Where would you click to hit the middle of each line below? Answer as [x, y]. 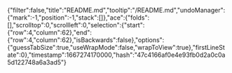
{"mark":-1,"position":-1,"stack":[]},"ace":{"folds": [79, 18]
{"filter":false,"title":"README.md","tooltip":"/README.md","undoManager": [116, 10]
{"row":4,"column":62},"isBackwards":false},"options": [86, 40]
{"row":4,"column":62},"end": [50, 32]
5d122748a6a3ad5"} [37, 62]
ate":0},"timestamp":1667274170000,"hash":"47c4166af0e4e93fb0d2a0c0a [116, 55]
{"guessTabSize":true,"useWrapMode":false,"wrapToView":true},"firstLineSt [116, 47]
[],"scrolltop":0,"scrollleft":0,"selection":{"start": [76, 25]
